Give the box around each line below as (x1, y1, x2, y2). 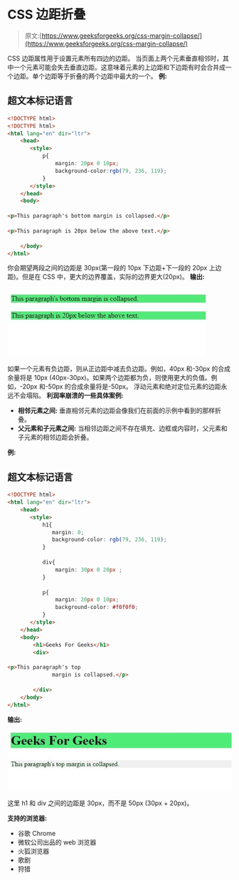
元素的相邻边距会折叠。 (23, 433, 93, 442)
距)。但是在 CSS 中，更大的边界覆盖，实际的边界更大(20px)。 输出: (7, 272, 205, 281)
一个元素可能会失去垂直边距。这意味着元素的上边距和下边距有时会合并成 (13, 63, 225, 71)
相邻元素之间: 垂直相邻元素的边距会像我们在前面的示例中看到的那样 (17, 406, 216, 415)
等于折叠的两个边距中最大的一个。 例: (56, 72, 167, 80)
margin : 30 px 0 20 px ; (55, 566, 122, 573)
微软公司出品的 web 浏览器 (17, 838, 97, 847)
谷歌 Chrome (17, 829, 56, 838)
